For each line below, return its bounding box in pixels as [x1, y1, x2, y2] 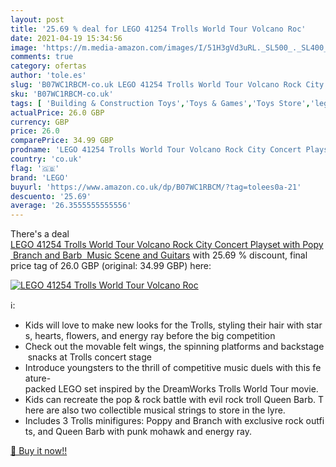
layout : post [10, 14, 65, 25]
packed [24, 383, 57, 395]
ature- [24, 372, 52, 385]
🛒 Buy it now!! [10, 445, 68, 457]
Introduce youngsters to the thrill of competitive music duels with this [24, 362, 311, 374]
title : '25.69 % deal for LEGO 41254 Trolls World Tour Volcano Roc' [10, 24, 307, 34]
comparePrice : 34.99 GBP [10, 136, 114, 146]
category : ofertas [10, 61, 87, 71]
